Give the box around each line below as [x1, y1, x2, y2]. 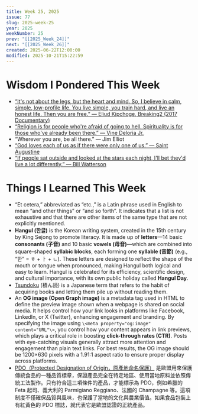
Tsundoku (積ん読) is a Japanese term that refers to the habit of [14, 282, 170, 289]
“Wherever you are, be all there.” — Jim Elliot [14, 135, 125, 143]
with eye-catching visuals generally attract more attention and [14, 338, 166, 345]
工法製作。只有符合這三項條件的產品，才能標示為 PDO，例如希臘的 [20, 379, 183, 386]
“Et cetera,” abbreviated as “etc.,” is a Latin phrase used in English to [14, 200, 182, 208]
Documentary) [14, 117, 50, 124]
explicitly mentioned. [14, 219, 66, 227]
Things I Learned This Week [6, 181, 146, 195]
